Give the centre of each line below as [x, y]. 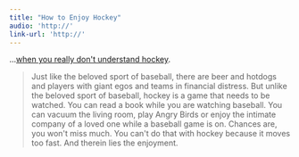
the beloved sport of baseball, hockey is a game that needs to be [150, 95]
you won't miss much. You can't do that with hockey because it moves [161, 134]
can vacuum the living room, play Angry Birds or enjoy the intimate [154, 115]
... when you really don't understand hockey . [90, 60]
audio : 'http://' [42, 26]
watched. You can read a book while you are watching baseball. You [157, 105]
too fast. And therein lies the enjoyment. [104, 143]
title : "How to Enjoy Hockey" [66, 17]
